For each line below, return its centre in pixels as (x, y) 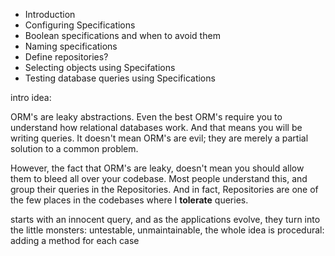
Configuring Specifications (80, 25)
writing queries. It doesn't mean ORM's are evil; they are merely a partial (159, 138)
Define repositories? (66, 57)
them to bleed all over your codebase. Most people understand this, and (159, 178)
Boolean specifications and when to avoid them (122, 35)
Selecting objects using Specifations (100, 67)
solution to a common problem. (74, 148)
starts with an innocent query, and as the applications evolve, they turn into (165, 219)
